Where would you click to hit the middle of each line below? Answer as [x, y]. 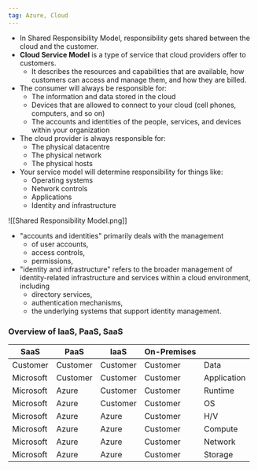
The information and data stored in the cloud [103, 96]
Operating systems [62, 180]
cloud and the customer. [59, 46]
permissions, [52, 261]
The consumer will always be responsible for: [93, 88]
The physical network [66, 155]
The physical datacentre [70, 146]
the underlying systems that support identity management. [126, 311]
